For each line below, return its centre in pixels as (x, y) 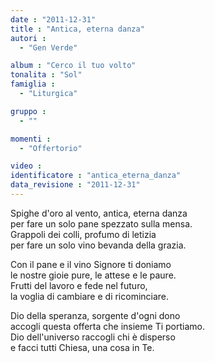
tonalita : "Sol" (46, 75)
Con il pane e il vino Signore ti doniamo (91, 264)
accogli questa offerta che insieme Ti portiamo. (107, 326)
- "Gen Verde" (48, 47)
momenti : (31, 139)
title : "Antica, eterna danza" (77, 29)
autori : (28, 38)
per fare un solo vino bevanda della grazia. (98, 245)
